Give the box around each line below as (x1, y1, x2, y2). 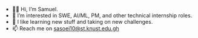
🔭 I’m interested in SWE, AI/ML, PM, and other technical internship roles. (12, 12, 193, 19)
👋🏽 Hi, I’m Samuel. (12, 6, 59, 12)
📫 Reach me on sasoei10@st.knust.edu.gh (12, 25, 119, 32)
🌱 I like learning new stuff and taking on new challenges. (12, 18, 153, 25)
